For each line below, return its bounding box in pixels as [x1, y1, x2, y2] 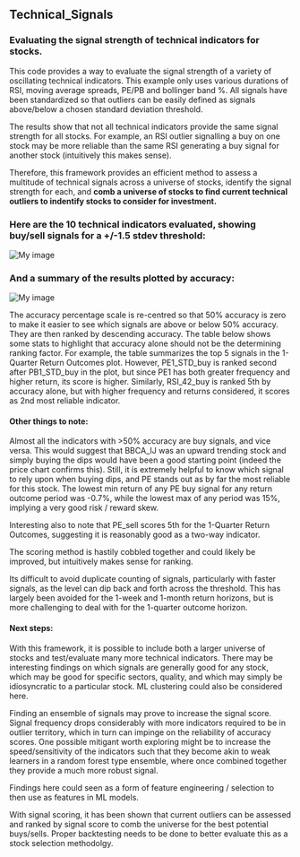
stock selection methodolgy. [9, 837, 114, 848]
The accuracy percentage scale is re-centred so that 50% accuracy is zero [9, 309, 287, 321]
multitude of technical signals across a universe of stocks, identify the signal [9, 177, 292, 187]
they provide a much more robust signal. [9, 765, 159, 775]
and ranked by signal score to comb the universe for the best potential [9, 818, 269, 829]
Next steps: [9, 623, 54, 634]
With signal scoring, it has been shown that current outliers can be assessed [9, 809, 292, 819]
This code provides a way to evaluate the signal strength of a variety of [9, 65, 272, 76]
